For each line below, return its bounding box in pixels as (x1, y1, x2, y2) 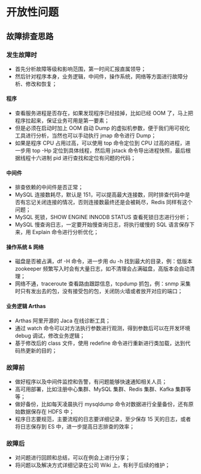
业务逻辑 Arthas (6, 303, 46, 310)
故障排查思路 (6, 31, 54, 41)
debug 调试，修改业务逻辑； (14, 332, 85, 339)
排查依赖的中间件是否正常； (14, 184, 84, 191)
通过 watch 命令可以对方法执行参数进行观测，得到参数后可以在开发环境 (14, 324, 190, 332)
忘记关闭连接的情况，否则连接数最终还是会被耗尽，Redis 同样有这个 (25, 199, 193, 206)
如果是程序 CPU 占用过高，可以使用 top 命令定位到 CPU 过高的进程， (14, 139, 185, 147)
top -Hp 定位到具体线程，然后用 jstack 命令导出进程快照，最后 (32, 147, 186, 154)
